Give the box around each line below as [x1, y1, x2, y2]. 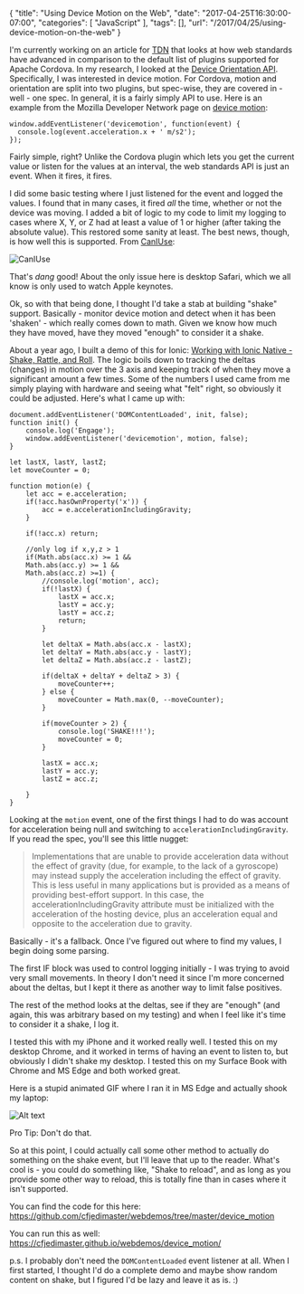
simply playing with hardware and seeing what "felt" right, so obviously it [9, 384, 282, 394]
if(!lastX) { [42, 585, 91, 594]
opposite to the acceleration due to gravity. [31, 918, 193, 928]
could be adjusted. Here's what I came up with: [9, 393, 185, 404]
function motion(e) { [9, 481, 91, 490]
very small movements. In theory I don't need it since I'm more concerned [9, 973, 285, 983]
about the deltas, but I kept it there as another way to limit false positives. [9, 982, 282, 993]
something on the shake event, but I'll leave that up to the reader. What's [9, 1155, 280, 1166]
